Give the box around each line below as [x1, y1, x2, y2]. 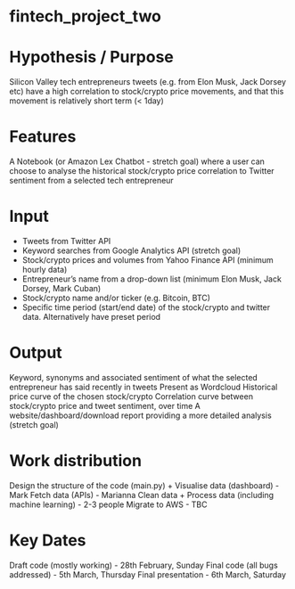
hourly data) [21, 265, 68, 274]
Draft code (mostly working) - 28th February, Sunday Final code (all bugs [9, 560, 278, 570]
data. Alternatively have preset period [21, 312, 161, 322]
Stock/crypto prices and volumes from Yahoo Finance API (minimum [21, 255, 274, 265]
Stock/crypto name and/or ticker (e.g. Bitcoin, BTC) [21, 292, 211, 303]
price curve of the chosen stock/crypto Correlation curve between [9, 390, 254, 402]
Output [9, 343, 62, 363]
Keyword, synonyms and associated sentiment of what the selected [9, 372, 258, 382]
